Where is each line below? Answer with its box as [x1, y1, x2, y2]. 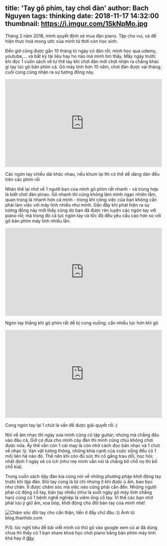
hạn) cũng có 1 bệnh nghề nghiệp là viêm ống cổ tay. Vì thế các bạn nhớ [5, 494, 153, 501]
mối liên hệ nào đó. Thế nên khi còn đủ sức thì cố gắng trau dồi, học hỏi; [5, 453, 154, 459]
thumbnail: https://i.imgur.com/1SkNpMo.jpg [5, 19, 148, 28]
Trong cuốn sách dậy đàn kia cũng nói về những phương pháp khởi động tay [5, 473, 162, 479]
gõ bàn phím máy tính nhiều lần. [5, 218, 71, 224]
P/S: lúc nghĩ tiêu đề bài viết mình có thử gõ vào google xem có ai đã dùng [5, 524, 158, 531]
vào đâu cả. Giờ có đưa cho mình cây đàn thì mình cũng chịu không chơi [5, 437, 153, 443]
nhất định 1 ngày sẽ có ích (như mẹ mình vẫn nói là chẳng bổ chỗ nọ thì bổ [5, 458, 158, 464]
